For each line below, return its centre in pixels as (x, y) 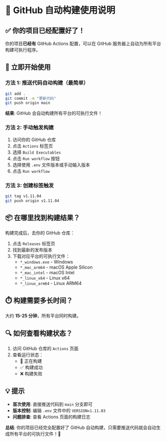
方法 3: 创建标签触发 (30, 185)
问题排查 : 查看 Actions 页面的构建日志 (51, 417)
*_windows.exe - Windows (47, 262)
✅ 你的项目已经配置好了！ (45, 30)
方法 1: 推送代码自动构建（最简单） (47, 83)
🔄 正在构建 (31, 361)
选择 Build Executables (37, 152)
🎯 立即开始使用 (28, 67)
